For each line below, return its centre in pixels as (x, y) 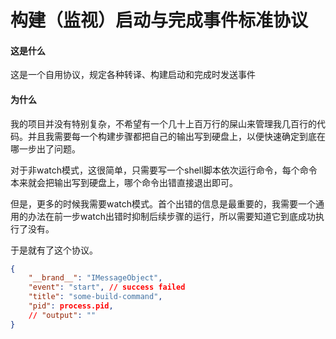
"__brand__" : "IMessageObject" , (95, 278)
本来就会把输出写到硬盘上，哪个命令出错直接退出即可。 (124, 182)
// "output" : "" (62, 315)
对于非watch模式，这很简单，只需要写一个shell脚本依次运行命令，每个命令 (164, 170)
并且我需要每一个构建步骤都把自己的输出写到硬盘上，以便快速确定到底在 (176, 136)
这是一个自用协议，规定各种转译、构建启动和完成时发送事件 (133, 75)
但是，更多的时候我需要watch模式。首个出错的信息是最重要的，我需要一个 (163, 203)
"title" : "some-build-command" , (95, 297)
